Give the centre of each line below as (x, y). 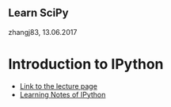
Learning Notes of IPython (63, 94)
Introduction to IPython (86, 64)
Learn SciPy (38, 13)
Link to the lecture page (58, 86)
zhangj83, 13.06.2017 (43, 32)
